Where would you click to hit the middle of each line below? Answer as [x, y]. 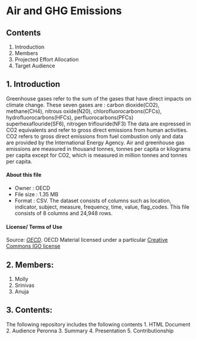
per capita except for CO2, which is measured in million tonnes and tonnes [97, 155]
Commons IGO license [33, 246]
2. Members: [30, 265]
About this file [24, 175]
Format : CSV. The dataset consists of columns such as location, [93, 201]
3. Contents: [29, 310]
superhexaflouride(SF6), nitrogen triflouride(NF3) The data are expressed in [98, 124]
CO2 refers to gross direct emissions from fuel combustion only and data [95, 136]
